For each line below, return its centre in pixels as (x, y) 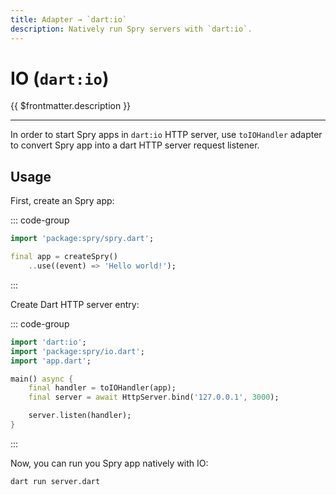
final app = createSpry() (64, 257)
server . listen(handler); (80, 416)
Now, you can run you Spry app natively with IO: (109, 463)
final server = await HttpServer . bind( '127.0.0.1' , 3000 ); (154, 397)
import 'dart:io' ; (48, 342)
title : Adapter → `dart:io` (69, 19)
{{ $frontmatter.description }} (71, 106)
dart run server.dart (55, 481)
